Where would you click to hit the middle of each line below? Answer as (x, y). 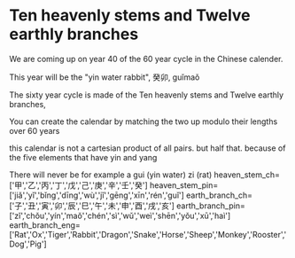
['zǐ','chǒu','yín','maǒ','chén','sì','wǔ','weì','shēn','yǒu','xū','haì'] (120, 215)
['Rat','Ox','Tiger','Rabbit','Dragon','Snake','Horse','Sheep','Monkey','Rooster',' (148, 234)
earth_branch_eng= (45, 225)
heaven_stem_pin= (184, 185)
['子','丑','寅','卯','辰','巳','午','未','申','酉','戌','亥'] (92, 206)
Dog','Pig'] (28, 244)
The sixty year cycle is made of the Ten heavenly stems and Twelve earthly (147, 95)
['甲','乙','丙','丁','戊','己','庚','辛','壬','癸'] (78, 185)
